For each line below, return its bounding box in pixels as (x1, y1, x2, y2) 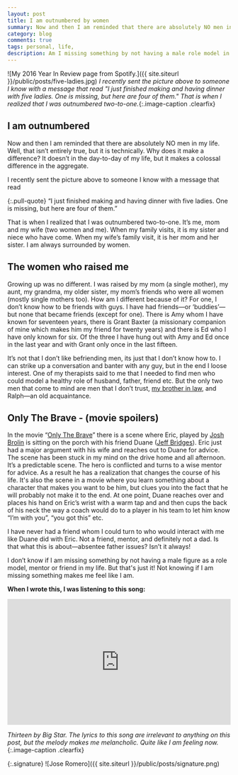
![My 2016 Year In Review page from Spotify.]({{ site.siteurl (7, 69, 179, 78)
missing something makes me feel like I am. (7, 572, 135, 580)
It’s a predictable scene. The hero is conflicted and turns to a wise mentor (7, 461, 222, 469)
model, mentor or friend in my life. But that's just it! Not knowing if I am (7, 564, 214, 572)
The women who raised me (7, 261, 129, 273)
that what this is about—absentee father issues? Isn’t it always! (7, 542, 191, 551)
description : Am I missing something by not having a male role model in (7, 50, 230, 57)
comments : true (7, 37, 52, 44)
